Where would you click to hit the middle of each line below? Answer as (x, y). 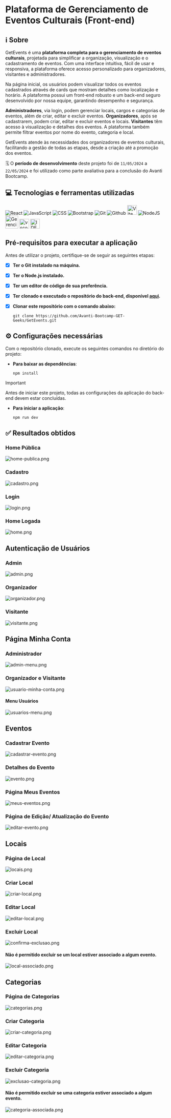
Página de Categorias (32, 997)
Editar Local (20, 907)
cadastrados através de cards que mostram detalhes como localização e (82, 90)
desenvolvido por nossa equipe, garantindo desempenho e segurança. (80, 100)
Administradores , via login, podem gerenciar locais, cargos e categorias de (85, 110)
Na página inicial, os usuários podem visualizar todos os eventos (73, 84)
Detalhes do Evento (30, 767)
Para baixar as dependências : (45, 364)
